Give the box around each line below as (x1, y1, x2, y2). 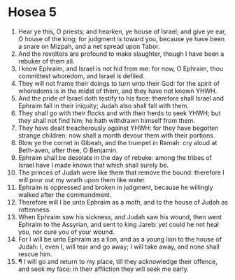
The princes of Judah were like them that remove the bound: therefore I (17, 168, 225, 177)
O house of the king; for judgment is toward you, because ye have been (17, 34, 225, 43)
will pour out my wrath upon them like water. (17, 175, 146, 184)
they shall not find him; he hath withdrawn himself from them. (17, 116, 195, 124)
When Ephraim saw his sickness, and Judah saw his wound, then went (17, 212, 222, 221)
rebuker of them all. (17, 57, 75, 65)
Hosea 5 (8, 4, 57, 20)
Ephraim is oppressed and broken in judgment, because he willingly (17, 183, 213, 191)
